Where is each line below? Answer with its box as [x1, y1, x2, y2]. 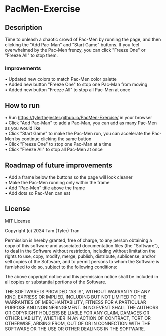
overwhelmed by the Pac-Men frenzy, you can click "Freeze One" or [5, 47, 146, 53]
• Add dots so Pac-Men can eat [5, 190, 71, 196]
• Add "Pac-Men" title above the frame [5, 185, 85, 191]
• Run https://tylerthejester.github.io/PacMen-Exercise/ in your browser [5, 115, 152, 121]
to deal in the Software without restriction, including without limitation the [5, 248, 156, 254]
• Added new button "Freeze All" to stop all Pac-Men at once [5, 87, 131, 93]
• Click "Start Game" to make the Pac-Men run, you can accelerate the [5, 131, 151, 137]
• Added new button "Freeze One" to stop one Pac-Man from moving [5, 81, 148, 88]
